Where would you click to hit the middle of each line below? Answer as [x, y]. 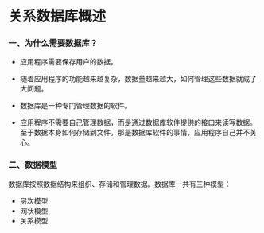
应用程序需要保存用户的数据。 [68, 62]
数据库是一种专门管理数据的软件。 [76, 106]
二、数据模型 [33, 165]
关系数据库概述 [57, 16]
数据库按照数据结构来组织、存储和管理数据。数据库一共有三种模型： [120, 184]
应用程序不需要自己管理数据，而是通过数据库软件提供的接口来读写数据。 [138, 122]
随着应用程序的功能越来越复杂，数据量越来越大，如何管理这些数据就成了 [138, 79]
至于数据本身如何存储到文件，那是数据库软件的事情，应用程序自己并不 [135, 133]
